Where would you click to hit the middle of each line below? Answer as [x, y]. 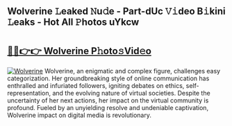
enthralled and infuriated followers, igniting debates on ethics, [96, 85]
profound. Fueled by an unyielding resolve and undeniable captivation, [108, 108]
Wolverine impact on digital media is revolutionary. [79, 115]
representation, [29, 93]
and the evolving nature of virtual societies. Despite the [131, 93]
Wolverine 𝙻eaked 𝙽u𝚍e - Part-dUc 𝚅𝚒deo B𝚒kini [116, 11]
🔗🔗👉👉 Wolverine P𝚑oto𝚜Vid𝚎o [79, 51]
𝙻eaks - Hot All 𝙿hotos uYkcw [73, 22]
